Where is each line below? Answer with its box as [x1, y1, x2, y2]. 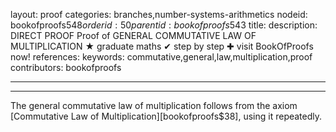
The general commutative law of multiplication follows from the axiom [10, 100, 298, 111]
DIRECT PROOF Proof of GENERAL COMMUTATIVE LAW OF [10, 30, 257, 41]
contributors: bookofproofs [10, 62, 122, 73]
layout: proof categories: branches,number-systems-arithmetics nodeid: [10, 9, 308, 20]
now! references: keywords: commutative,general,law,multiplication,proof [10, 51, 313, 63]
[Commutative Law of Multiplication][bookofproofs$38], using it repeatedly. [10, 110, 323, 122]
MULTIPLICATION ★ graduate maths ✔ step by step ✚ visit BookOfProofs [10, 40, 314, 52]
